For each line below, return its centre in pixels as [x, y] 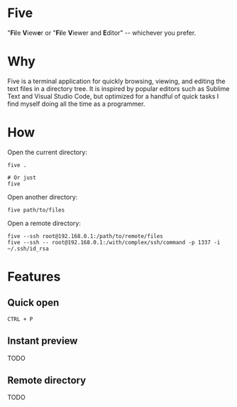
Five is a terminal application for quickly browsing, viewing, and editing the [116, 81]
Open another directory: [43, 197]
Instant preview [43, 341]
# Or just [22, 178]
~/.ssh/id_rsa [28, 249]
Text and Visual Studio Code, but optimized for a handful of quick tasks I [113, 96]
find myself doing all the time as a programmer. [76, 104]
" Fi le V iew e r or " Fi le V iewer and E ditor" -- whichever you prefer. [102, 33]
